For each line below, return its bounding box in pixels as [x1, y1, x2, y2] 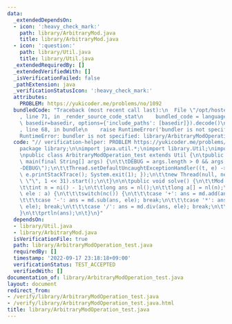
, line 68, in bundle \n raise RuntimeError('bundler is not [19, 126, 206, 133]
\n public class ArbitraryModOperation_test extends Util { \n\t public [19, 152, 224, 159]
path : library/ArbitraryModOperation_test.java [13, 242, 153, 249]
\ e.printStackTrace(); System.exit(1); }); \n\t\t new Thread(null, [19, 171, 217, 178]
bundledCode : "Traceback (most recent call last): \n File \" [13, 107, 196, 114]
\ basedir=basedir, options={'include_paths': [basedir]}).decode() [19, 119, 221, 127]
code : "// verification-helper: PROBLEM [13, 139, 131, 146]
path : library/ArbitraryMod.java [19, 29, 116, 37]
